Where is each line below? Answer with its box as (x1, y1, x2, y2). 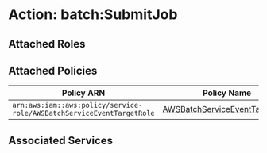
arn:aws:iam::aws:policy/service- (12, 101, 143, 110)
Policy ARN (62, 87, 106, 98)
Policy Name (202, 87, 252, 98)
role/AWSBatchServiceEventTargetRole (12, 109, 155, 118)
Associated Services (8, 133, 114, 147)
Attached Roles (8, 37, 86, 51)
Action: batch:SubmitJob (8, 6, 178, 24)
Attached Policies (8, 63, 98, 77)
